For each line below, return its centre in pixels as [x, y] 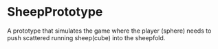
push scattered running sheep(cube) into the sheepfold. [86, 37]
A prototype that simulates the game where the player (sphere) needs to [109, 31]
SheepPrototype [55, 12]
